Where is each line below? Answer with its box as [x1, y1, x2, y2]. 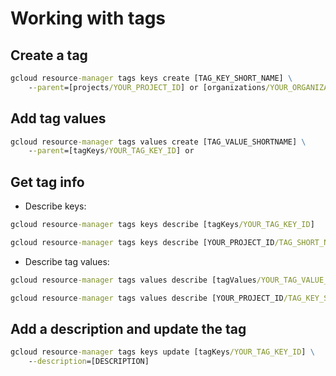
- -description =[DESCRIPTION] [28, 357, 150, 367]
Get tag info [10, 173, 85, 191]
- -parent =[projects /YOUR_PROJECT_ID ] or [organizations [28, 82, 267, 92]
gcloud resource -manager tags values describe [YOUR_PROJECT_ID [10, 293, 284, 303]
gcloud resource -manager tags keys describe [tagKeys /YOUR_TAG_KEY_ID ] [10, 220, 315, 230]
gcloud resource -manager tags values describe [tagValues [10, 275, 257, 285]
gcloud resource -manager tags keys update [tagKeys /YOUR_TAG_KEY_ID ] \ [10, 347, 315, 357]
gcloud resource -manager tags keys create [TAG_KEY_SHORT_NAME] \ [10, 73, 293, 83]
